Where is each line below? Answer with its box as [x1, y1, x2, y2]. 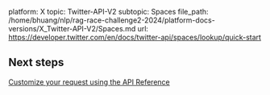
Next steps [8, 56, 64, 69]
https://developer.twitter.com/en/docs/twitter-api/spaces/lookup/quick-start [8, 32, 262, 42]
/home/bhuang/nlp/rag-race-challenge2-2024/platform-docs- [8, 15, 215, 25]
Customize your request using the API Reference [8, 76, 171, 87]
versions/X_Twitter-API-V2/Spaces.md [8, 24, 136, 33]
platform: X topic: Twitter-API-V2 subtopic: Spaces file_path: [8, 7, 209, 16]
